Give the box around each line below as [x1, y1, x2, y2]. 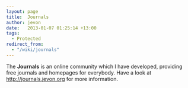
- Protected [11, 36, 42, 42]
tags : [6, 31, 20, 36]
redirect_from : [6, 42, 44, 48]
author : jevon [6, 19, 42, 25]
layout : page [6, 8, 39, 15]
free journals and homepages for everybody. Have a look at [6, 69, 152, 76]
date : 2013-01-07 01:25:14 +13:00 [6, 25, 97, 31]
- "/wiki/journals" [11, 47, 60, 53]
